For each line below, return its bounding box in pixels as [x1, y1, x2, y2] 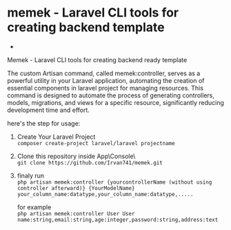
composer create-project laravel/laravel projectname [17, 140, 175, 146]
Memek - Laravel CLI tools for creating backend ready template [7, 55, 188, 64]
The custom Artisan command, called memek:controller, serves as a [7, 69, 201, 77]
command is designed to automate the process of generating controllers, [7, 91, 215, 99]
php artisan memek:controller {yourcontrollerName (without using [17, 178, 212, 186]
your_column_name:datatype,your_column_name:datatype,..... [17, 191, 194, 198]
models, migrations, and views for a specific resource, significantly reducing [7, 98, 224, 106]
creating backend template [7, 19, 165, 35]
